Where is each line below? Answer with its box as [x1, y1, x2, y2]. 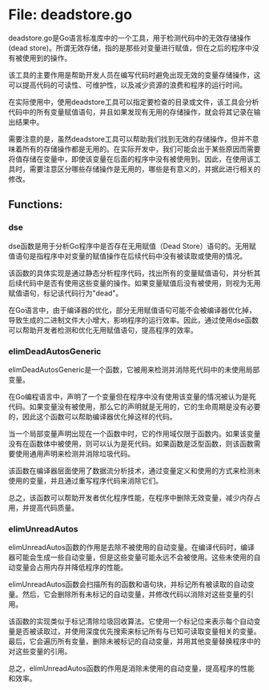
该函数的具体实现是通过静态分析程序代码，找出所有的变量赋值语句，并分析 [8, 268, 254, 278]
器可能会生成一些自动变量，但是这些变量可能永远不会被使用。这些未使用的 [8, 552, 254, 562]
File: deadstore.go [8, 6, 133, 24]
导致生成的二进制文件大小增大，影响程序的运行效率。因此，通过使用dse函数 [8, 315, 259, 325]
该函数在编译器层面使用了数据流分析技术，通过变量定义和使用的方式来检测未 [8, 466, 261, 475]
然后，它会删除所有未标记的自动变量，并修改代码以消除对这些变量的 [22, 590, 247, 600]
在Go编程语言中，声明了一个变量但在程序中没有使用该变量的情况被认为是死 [8, 391, 256, 401]
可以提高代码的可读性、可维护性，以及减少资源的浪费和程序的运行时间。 [8, 80, 247, 90]
